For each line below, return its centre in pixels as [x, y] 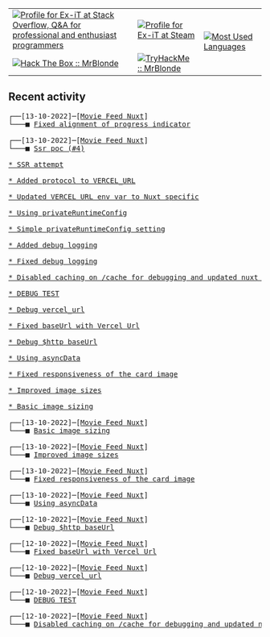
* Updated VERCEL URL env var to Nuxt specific [104, 196]
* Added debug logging [53, 245]
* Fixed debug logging [53, 261]
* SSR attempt [36, 164]
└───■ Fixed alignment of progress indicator [100, 124]
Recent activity [47, 97]
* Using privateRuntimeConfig [68, 212]
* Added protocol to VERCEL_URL [72, 180]
